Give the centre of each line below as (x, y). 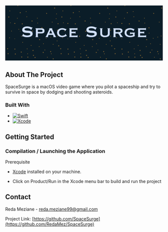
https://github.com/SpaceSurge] (67, 218)
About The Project (34, 75)
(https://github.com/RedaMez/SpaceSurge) (50, 224)
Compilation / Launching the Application (55, 151)
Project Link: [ (19, 218)
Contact (18, 197)
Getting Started (30, 137)
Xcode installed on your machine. (47, 171)
